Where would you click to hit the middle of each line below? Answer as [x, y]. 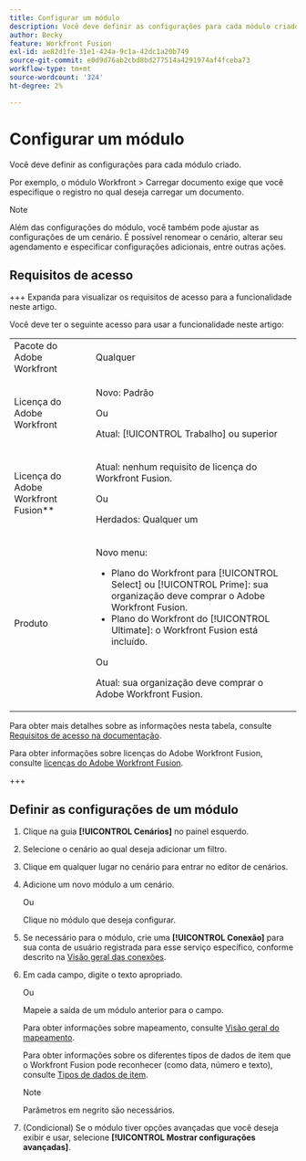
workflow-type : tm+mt [51, 69]
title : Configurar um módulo [65, 18]
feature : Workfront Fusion [61, 43]
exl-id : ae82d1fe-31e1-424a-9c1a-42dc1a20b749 [99, 52]
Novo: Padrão [125, 393]
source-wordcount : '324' [56, 78]
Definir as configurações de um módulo [124, 809]
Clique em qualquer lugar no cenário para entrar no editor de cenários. [155, 867]
